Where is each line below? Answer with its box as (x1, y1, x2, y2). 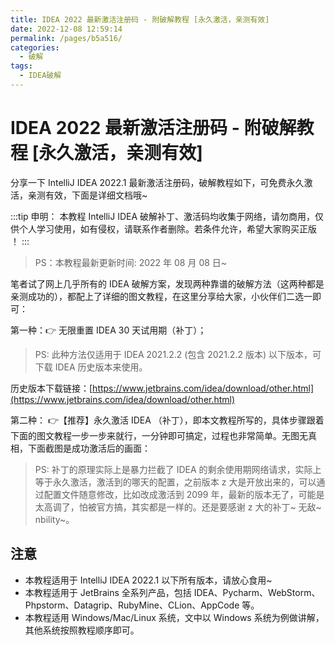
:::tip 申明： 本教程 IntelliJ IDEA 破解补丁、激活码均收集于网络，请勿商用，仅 (10, 210, 325, 222)
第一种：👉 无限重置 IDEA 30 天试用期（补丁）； (10, 324, 207, 336)
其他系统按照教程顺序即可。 (24, 624, 140, 636)
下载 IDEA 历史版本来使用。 (34, 361, 148, 373)
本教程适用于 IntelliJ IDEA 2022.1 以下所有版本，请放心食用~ (24, 574, 273, 586)
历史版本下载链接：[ (10, 382, 93, 394)
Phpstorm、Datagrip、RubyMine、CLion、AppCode (24, 599, 240, 611)
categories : (10, 42, 60, 53)
